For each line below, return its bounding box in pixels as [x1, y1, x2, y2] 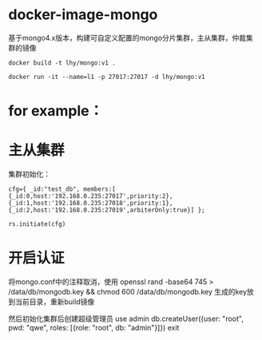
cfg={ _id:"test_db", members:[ [8, 185, 116, 193]
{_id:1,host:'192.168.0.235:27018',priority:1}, [8, 200, 173, 208]
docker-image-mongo [8, 6, 158, 24]
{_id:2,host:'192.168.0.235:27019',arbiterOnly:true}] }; [8, 206, 205, 215]
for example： [8, 102, 104, 121]
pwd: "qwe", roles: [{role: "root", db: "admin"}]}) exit [8, 323, 180, 332]
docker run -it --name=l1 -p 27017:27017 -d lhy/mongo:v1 [8, 73, 205, 81]
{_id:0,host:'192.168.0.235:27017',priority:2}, [8, 192, 173, 200]
